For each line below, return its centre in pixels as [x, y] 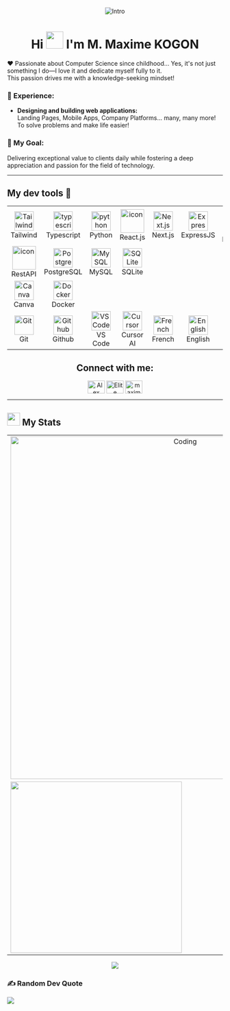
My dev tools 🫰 [39, 193]
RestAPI [24, 274]
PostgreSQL [63, 272]
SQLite [132, 272]
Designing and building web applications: [77, 111]
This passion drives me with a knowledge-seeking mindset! [91, 77]
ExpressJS [198, 235]
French [163, 339]
